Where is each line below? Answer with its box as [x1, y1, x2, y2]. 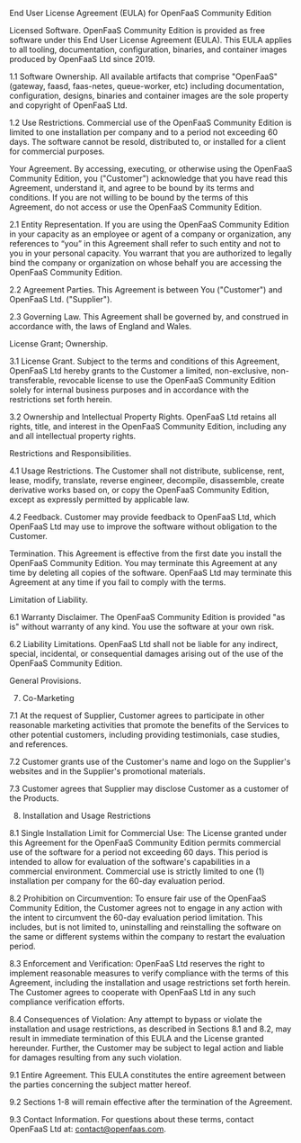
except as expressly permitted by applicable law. [9, 494, 190, 505]
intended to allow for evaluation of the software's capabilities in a [9, 857, 251, 867]
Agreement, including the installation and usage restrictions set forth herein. [9, 977, 291, 988]
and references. [9, 739, 68, 750]
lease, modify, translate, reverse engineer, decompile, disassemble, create [9, 475, 285, 485]
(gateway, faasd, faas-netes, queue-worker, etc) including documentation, [9, 81, 285, 91]
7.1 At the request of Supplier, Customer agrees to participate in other [9, 710, 265, 721]
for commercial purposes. [9, 146, 105, 157]
